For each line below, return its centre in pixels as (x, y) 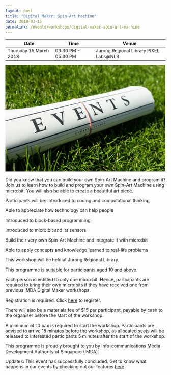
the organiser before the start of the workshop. (55, 315)
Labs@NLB (108, 56)
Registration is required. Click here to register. (53, 300)
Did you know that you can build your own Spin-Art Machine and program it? (85, 180)
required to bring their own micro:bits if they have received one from (77, 285)
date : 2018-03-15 (24, 21)
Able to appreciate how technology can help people (59, 210)
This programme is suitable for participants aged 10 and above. (72, 270)
